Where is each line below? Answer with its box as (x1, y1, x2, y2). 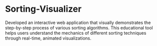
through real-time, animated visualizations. (5, 35, 92, 41)
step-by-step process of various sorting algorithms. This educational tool (5, 24, 153, 30)
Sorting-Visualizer (5, 3, 82, 15)
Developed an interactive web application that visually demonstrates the (5, 20, 151, 25)
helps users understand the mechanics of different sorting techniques (5, 30, 146, 36)
